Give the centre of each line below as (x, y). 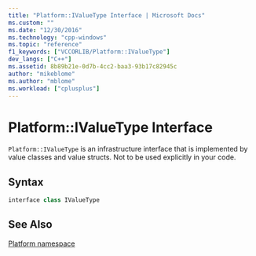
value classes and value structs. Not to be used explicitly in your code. (122, 157)
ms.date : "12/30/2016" (45, 30)
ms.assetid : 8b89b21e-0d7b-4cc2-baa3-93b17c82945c (93, 67)
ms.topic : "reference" (45, 45)
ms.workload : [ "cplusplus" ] (54, 88)
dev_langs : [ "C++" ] (40, 60)
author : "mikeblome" (42, 74)
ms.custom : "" (31, 23)
